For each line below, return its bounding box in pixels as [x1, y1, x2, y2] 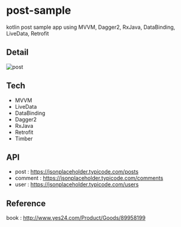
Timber [14, 135, 33, 142]
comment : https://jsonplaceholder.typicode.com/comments [14, 175, 164, 182]
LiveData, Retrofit [6, 29, 49, 37]
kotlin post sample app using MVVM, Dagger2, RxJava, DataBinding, [6, 23, 176, 31]
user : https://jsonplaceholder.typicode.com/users [14, 181, 139, 188]
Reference [6, 198, 46, 208]
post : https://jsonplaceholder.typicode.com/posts [14, 168, 139, 175]
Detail [6, 47, 29, 58]
